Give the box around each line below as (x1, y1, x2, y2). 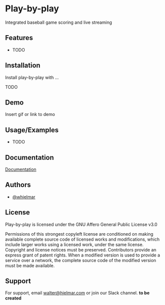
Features (5, 34, 33, 42)
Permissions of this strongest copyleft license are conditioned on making (5, 231, 154, 237)
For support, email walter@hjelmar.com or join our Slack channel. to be (5, 290, 150, 296)
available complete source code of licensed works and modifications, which (5, 236, 160, 242)
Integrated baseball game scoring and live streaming (5, 19, 112, 25)
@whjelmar (12, 194, 36, 200)
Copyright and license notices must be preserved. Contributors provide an (5, 247, 157, 253)
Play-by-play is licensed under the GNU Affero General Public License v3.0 (5, 221, 158, 227)
